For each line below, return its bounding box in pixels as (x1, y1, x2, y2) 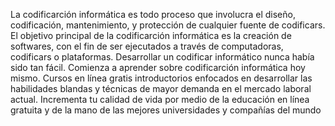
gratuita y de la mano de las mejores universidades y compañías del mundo (10, 104, 322, 116)
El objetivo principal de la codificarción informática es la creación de (10, 30, 292, 41)
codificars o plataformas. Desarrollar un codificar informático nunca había (10, 51, 315, 63)
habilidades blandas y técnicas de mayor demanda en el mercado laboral (10, 83, 312, 94)
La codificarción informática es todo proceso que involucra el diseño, (10, 9, 296, 20)
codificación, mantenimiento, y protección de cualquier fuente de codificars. (10, 19, 326, 31)
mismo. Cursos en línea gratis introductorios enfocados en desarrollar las (10, 72, 313, 84)
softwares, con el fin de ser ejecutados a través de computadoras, (10, 40, 284, 52)
